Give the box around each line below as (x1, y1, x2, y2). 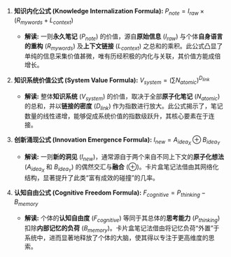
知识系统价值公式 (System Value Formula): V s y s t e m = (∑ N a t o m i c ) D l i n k (13, 75, 210, 86)
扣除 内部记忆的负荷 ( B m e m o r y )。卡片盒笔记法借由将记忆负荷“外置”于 (24, 223, 220, 234)
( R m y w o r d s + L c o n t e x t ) (13, 15, 73, 26)
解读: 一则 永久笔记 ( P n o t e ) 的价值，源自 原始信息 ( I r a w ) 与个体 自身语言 (24, 32, 223, 42)
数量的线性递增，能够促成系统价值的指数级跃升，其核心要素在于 (24, 112, 209, 120)
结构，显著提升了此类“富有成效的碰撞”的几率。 (24, 174, 159, 182)
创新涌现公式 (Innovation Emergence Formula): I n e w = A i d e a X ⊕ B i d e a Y (13, 136, 220, 146)
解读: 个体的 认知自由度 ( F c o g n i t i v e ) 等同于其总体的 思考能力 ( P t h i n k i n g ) (24, 214, 220, 223)
